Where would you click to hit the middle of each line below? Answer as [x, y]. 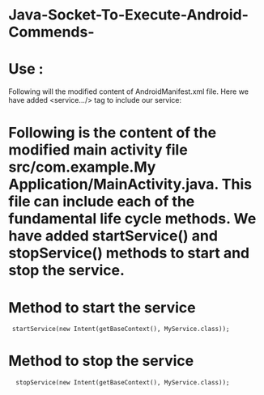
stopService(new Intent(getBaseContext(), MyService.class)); [123, 383]
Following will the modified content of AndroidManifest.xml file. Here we [129, 91]
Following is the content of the [113, 133]
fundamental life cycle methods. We [132, 219]
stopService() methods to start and [129, 253]
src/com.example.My [82, 167]
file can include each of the [102, 202]
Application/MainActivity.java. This [130, 185]
